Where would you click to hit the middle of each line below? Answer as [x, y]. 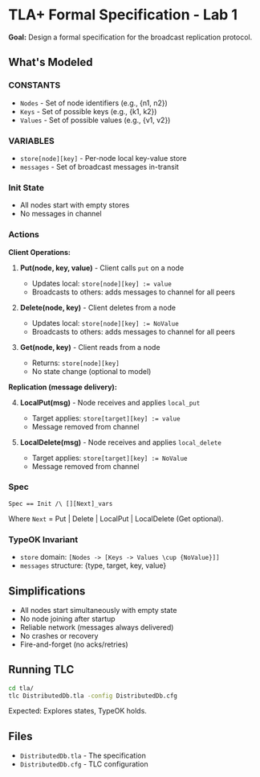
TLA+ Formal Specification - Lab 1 [123, 15]
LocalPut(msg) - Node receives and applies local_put [110, 402]
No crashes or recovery [59, 635]
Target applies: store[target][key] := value [106, 418]
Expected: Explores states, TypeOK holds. [77, 711]
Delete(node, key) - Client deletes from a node [98, 307]
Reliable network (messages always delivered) [97, 627]
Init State [26, 187]
